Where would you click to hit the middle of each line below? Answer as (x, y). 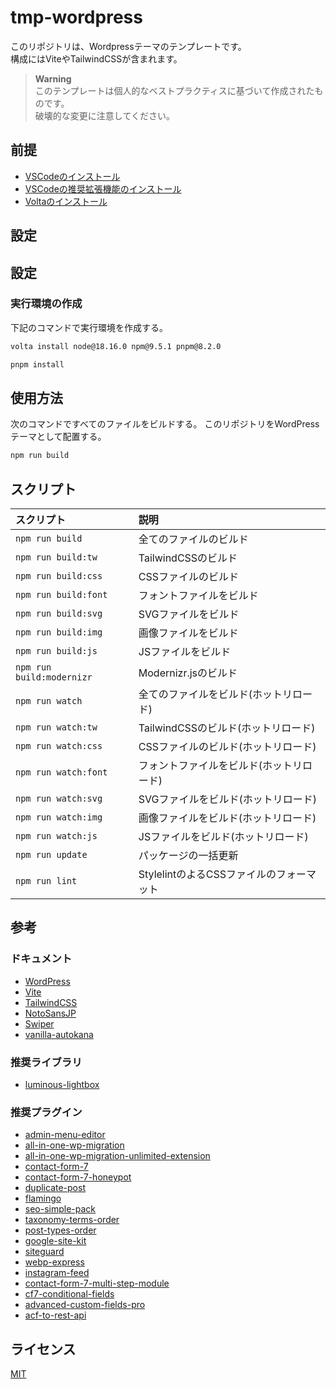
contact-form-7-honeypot (78, 1177)
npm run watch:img (59, 817)
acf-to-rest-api (55, 1315)
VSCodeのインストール (72, 176)
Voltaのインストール (66, 201)
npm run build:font (61, 595)
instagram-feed (57, 1273)
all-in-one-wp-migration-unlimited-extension (117, 1156)
